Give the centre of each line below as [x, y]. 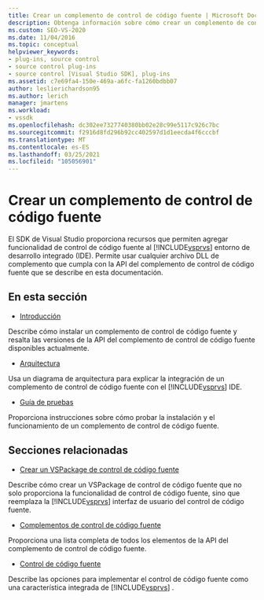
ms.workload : [29, 111]
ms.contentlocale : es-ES [49, 147]
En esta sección [48, 297]
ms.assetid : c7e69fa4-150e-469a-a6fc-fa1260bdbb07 [93, 81]
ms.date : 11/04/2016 [42, 37]
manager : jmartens [38, 103]
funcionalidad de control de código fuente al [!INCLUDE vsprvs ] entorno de [129, 248]
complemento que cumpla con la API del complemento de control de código [131, 264]
